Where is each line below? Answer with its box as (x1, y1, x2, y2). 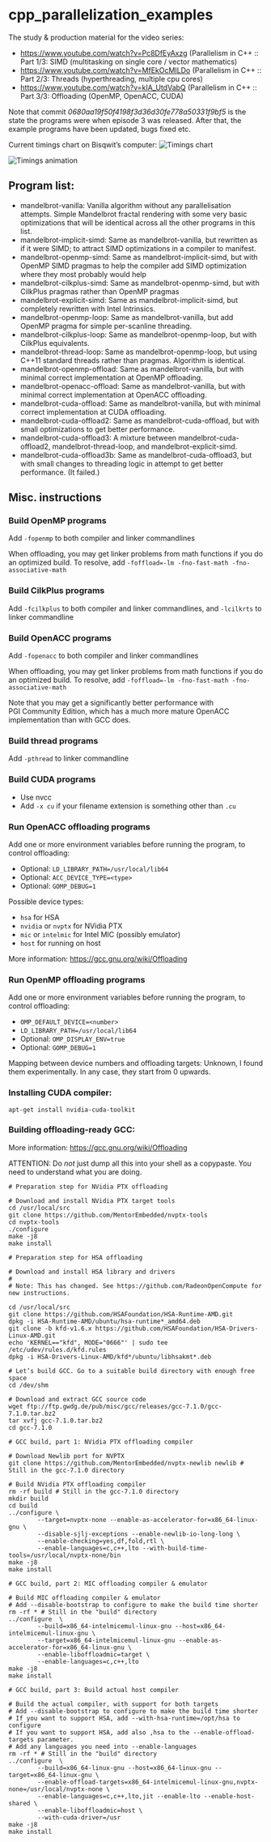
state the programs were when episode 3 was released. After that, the (8, 115, 242, 125)
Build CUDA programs (8, 774, 96, 785)
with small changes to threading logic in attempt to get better (19, 458, 224, 468)
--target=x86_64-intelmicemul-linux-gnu (37, 1636, 176, 1644)
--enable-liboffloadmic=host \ (37, 1806, 143, 1814)
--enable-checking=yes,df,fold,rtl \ (37, 1537, 164, 1545)
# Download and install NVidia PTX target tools (8, 1196, 176, 1205)
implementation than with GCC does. (8, 715, 131, 725)
